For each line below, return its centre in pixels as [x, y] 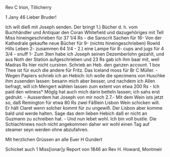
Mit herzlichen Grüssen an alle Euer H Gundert [54, 139]
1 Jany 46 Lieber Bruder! [31, 17]
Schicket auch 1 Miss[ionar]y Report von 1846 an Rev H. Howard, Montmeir [84, 149]
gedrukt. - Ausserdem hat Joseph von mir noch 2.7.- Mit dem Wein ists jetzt [84, 97]
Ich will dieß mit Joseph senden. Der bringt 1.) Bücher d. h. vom [72, 27]
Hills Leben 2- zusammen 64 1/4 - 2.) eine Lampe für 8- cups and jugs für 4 [84, 49]
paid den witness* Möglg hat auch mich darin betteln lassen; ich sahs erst [82, 92]
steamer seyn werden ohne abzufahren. [47, 130]
